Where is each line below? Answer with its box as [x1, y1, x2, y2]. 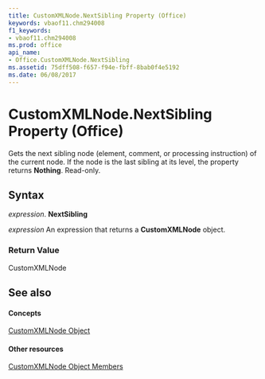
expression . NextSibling [8, 209, 88, 219]
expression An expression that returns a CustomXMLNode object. [8, 225, 226, 235]
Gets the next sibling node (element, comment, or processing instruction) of [8, 148, 257, 158]
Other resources [8, 344, 64, 354]
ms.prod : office [8, 41, 62, 49]
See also [8, 286, 52, 299]
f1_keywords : [8, 26, 52, 34]
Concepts [8, 308, 41, 318]
